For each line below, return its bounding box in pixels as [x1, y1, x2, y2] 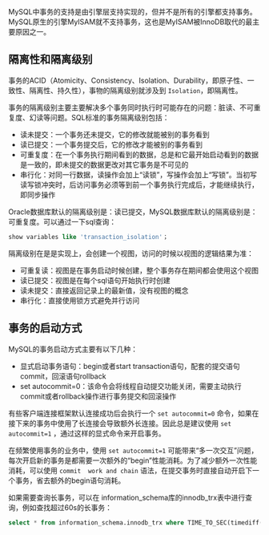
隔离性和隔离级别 [8, 53, 93, 67]
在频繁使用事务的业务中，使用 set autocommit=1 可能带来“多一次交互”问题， [8, 445, 259, 455]
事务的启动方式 [8, 322, 82, 335]
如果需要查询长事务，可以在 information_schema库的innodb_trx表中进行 [8, 492, 246, 502]
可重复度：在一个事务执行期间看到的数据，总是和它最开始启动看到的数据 [19, 149, 259, 159]
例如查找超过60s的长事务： [22, 502, 112, 512]
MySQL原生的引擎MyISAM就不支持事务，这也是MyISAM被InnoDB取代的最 [8, 17, 253, 26]
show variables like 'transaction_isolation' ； [8, 233, 169, 241]
